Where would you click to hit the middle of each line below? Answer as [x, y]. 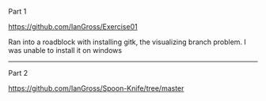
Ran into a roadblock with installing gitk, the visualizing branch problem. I [127, 42]
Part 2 [18, 73]
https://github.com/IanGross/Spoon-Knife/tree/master [96, 88]
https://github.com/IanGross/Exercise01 [73, 26]
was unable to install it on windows [65, 50]
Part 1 [17, 11]
